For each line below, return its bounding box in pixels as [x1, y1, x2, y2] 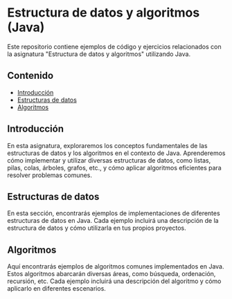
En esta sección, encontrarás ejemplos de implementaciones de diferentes [7, 209, 220, 217]
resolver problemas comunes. [7, 171, 92, 179]
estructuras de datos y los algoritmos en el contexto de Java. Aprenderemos [7, 149, 226, 157]
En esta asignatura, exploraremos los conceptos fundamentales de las [7, 141, 208, 149]
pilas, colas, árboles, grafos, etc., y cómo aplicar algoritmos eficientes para [7, 163, 222, 172]
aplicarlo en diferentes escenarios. [7, 284, 106, 293]
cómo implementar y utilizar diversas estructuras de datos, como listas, [7, 156, 211, 164]
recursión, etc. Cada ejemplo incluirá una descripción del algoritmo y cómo [7, 277, 222, 285]
